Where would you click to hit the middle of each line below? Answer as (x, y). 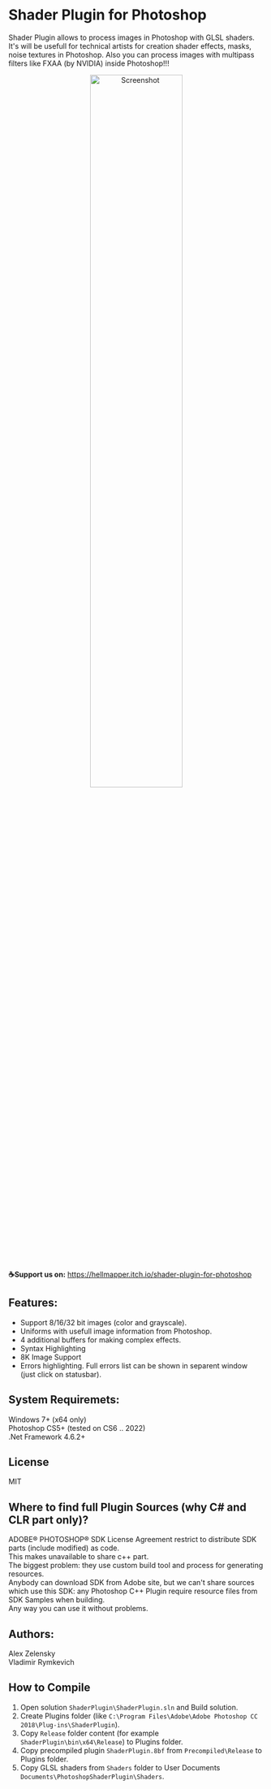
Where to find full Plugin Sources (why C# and (127, 1507)
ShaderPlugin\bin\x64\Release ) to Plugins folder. (101, 1741)
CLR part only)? (49, 1520)
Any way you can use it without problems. (78, 1609)
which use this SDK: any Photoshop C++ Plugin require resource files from (133, 1591)
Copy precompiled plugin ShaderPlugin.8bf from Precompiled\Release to (141, 1750)
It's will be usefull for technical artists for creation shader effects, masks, (130, 45)
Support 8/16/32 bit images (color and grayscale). (103, 1322)
